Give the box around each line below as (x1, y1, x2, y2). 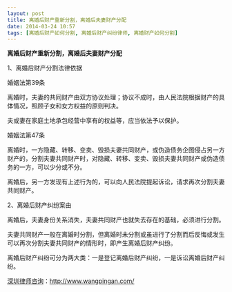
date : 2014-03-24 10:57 (7, 23, 76, 30)
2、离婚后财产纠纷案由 (7, 201, 72, 209)
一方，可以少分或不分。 (19, 163, 86, 171)
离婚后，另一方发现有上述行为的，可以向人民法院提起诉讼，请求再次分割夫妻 (7, 177, 225, 186)
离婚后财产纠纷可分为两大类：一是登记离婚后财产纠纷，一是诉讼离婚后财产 (7, 253, 219, 262)
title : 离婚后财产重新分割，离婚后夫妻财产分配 (7, 17, 127, 23)
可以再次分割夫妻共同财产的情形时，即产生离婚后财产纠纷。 (7, 239, 177, 247)
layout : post (7, 10, 45, 17)
